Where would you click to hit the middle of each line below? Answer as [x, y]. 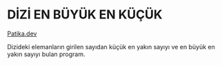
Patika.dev [22, 34]
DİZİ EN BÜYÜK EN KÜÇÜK [85, 15]
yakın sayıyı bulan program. [46, 54]
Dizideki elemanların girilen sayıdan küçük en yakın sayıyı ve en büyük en [111, 47]
